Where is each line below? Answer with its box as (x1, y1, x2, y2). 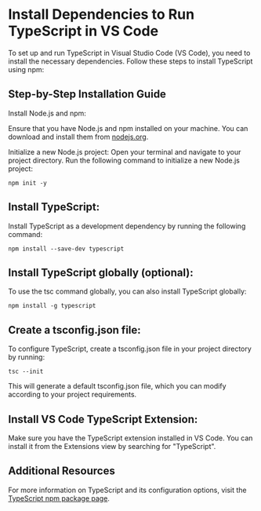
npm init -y (8, 179, 47, 187)
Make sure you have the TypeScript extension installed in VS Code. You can (8, 433, 253, 443)
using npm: (8, 64, 45, 74)
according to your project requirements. (8, 390, 137, 400)
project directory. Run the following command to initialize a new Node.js (8, 155, 241, 165)
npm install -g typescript (8, 302, 96, 310)
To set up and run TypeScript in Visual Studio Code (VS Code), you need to (8, 48, 251, 57)
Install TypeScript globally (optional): (8, 265, 194, 279)
